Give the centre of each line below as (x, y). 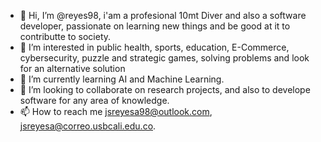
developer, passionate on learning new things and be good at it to (155, 26)
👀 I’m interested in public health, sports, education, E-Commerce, (154, 47)
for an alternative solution (72, 68)
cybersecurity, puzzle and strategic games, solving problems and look (164, 58)
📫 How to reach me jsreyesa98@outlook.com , (116, 111)
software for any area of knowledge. (94, 100)
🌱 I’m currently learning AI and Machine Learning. (122, 79)
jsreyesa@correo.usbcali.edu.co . (88, 126)
